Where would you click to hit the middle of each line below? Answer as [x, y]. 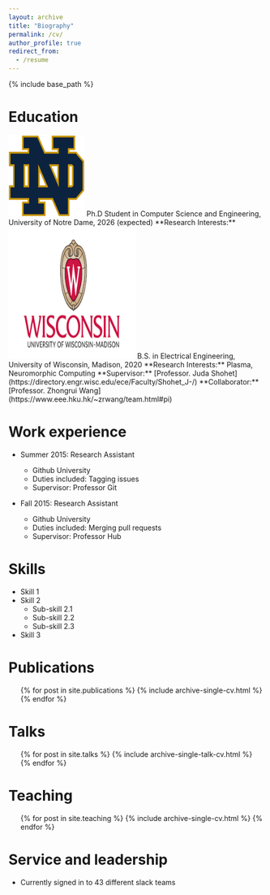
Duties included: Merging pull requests [97, 528]
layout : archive [36, 17]
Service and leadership [88, 860]
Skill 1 [30, 591]
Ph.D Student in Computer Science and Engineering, [174, 213]
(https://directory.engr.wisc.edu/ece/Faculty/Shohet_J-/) [103, 381]
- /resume [32, 60]
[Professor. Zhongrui [43, 390]
